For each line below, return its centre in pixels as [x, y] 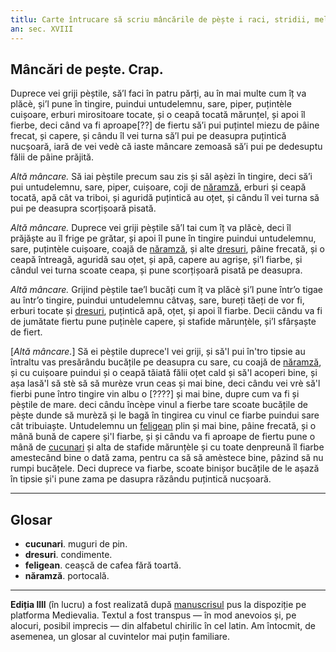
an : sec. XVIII [42, 29]
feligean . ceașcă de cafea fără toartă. [103, 565]
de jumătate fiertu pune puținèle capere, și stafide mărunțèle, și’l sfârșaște [163, 322]
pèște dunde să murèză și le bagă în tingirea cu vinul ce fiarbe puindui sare [165, 415]
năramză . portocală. [67, 576]
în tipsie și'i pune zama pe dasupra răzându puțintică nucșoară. [141, 479]
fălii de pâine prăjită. [52, 157]
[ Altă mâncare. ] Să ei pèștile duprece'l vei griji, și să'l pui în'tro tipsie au [158, 352]
